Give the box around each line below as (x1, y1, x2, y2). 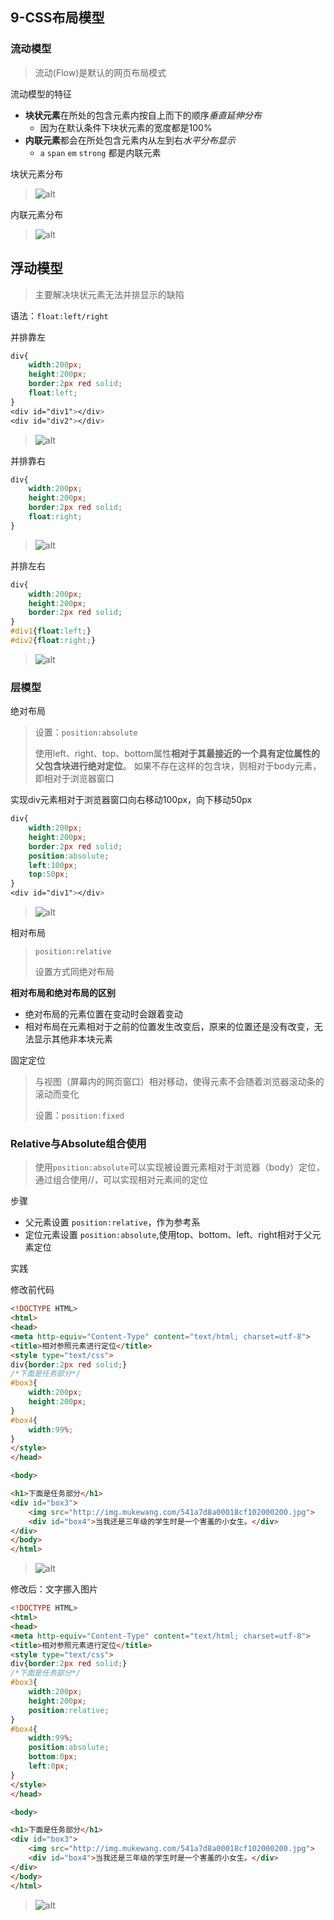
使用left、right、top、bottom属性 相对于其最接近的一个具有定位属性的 (34, 748, 320, 760)
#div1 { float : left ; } (10, 626, 92, 637)
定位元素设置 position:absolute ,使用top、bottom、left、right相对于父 (24, 1229, 313, 1241)
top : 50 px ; (28, 869, 70, 880)
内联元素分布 (10, 208, 63, 220)
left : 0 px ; (28, 1761, 70, 1772)
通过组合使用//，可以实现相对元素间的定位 (34, 1174, 208, 1186)
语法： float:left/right (10, 309, 109, 322)
